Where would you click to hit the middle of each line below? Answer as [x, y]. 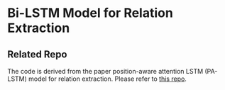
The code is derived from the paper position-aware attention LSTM [105, 71]
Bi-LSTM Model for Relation [90, 13]
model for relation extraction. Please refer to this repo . [107, 79]
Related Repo [37, 54]
